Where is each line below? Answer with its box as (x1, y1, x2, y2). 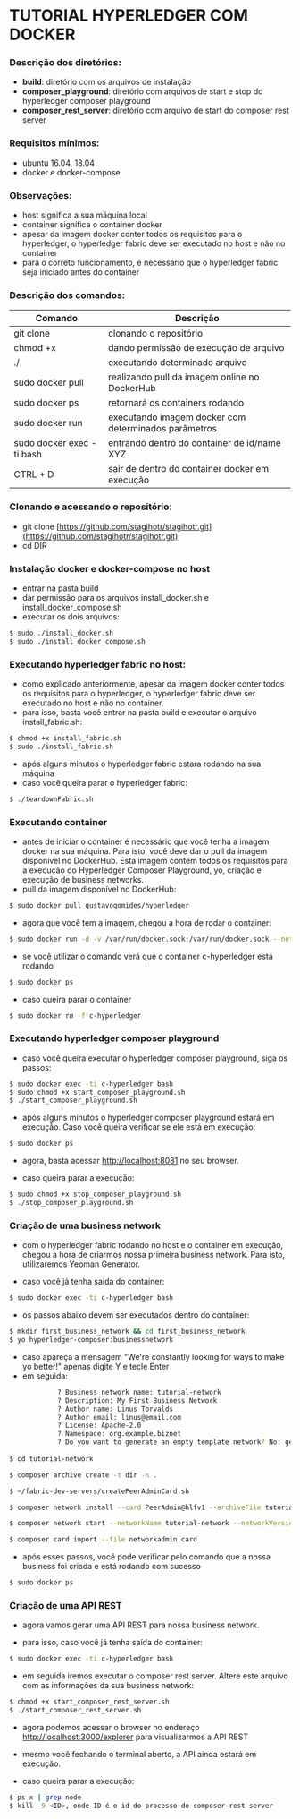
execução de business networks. (21, 874, 145, 884)
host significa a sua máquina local (21, 209, 147, 220)
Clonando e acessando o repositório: (9, 500, 172, 513)
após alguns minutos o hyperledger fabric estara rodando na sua (21, 758, 262, 769)
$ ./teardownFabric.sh (9, 794, 94, 804)
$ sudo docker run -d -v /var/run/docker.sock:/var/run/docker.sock (9, 935, 270, 944)
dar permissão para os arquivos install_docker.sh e (21, 592, 210, 602)
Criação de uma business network (9, 1219, 161, 1232)
